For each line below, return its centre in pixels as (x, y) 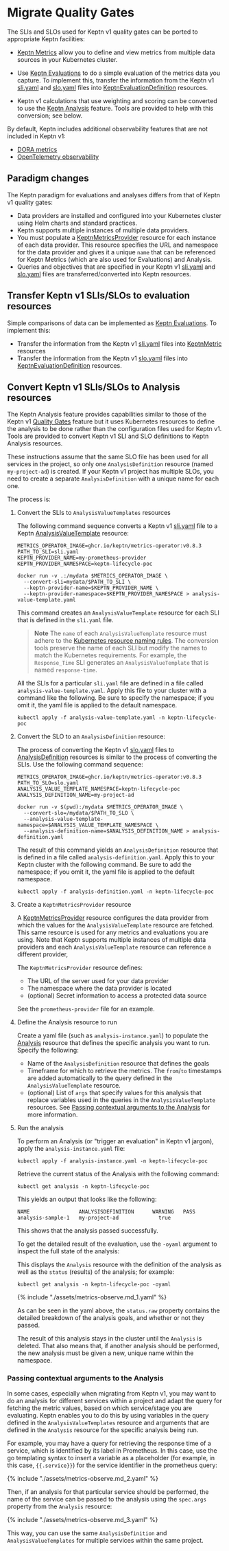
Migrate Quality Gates (71, 13)
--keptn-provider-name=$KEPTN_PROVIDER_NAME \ (91, 588)
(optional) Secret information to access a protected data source (117, 995)
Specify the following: (48, 1050)
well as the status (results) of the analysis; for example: (96, 1272)
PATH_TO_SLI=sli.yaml (48, 552)
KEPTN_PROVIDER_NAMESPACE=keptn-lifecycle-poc (85, 564)
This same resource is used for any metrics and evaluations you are (113, 932)
